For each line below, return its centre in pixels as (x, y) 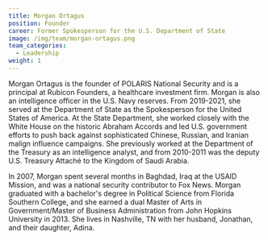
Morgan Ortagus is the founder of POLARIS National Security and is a (124, 83)
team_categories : (38, 46)
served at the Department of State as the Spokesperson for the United (125, 109)
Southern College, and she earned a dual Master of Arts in (105, 201)
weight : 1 (25, 61)
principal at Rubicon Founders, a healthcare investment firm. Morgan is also (134, 92)
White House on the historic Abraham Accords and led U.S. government (128, 126)
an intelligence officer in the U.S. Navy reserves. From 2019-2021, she (124, 101)
